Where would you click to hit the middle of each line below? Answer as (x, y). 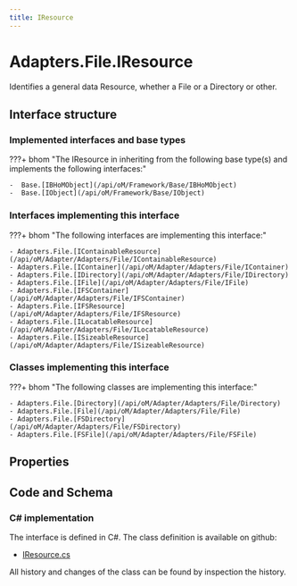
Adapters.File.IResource (101, 61)
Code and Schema (61, 492)
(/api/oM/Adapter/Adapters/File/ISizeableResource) (107, 345)
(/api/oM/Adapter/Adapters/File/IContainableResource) (113, 259)
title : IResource (41, 17)
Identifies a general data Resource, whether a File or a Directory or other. (144, 87)
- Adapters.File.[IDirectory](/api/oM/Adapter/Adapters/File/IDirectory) (149, 275)
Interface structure (63, 114)
